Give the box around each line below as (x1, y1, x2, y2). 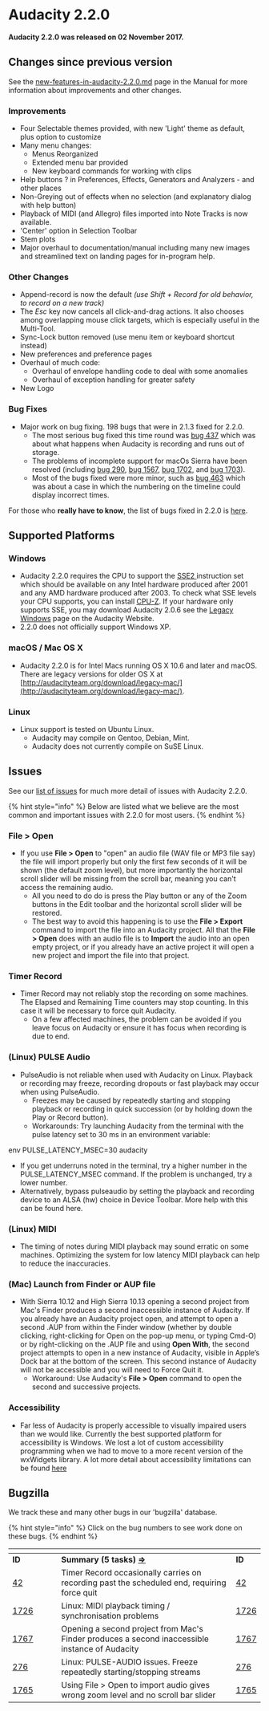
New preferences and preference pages (19, 349, 152, 359)
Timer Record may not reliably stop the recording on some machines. (19, 989, 248, 998)
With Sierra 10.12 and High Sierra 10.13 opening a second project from (19, 1297, 250, 1307)
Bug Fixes (8, 404, 48, 415)
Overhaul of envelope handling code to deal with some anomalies (31, 367, 248, 376)
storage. (31, 447, 60, 457)
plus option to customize (19, 132, 102, 142)
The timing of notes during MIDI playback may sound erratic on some (19, 1242, 250, 1251)
